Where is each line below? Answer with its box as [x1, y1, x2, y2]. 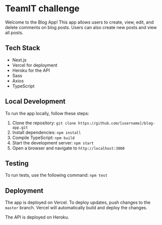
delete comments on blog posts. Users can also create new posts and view [5, 24, 157, 30]
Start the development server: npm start [12, 140, 94, 145]
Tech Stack [5, 44, 40, 52]
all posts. [5, 29, 24, 35]
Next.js [12, 57, 27, 63]
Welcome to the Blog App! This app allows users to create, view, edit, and [5, 19, 154, 25]
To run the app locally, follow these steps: [5, 110, 89, 116]
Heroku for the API [12, 67, 50, 73]
